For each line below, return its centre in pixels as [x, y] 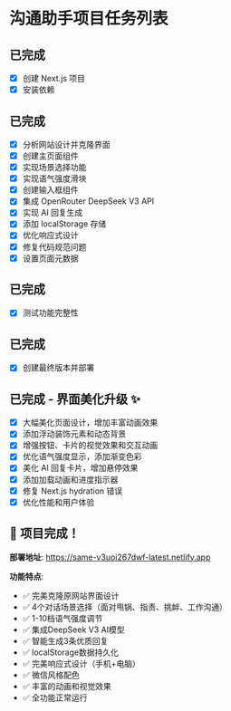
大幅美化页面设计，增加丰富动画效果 [90, 423]
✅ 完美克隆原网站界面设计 [71, 595]
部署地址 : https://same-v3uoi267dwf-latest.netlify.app [110, 557]
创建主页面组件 [50, 156]
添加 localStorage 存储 [64, 224]
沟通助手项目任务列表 [89, 19]
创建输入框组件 [50, 190]
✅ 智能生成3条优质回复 [65, 640]
